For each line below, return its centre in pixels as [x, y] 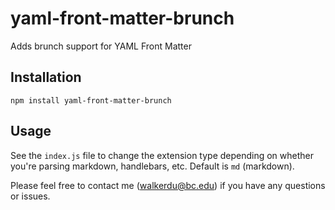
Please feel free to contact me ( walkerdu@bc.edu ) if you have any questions [168, 185]
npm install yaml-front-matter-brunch [91, 100]
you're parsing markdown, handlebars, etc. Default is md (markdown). [152, 166]
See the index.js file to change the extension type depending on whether [162, 155]
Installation [46, 77]
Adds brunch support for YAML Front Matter [101, 46]
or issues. [30, 196]
